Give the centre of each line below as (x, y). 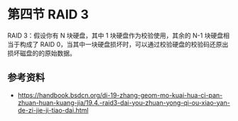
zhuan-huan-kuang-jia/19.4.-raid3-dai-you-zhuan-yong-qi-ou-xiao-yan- (124, 103)
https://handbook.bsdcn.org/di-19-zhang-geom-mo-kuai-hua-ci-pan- (120, 95)
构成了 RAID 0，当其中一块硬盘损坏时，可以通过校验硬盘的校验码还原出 (124, 44)
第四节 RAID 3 (48, 15)
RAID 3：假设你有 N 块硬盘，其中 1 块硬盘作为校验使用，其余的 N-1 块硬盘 (115, 35)
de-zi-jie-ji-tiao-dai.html (53, 110)
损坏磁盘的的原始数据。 (42, 53)
